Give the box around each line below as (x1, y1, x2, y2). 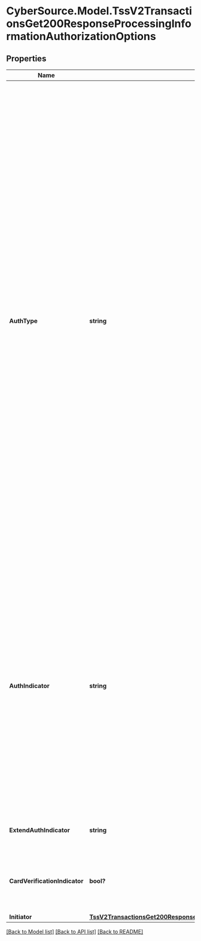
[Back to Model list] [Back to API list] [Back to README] (6, 928, 144, 935)
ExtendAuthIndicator (9, 826, 71, 834)
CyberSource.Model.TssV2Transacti (6, 4, 193, 18)
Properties (6, 53, 47, 63)
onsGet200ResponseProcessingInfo (6, 17, 191, 31)
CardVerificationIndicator (9, 877, 84, 885)
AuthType (9, 317, 38, 325)
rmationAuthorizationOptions (6, 30, 157, 43)
